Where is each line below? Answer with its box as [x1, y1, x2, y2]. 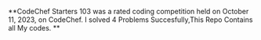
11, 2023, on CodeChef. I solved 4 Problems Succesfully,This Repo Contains [8, 15, 253, 24]
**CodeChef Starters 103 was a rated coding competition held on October [8, 7, 249, 16]
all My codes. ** [8, 24, 60, 32]
